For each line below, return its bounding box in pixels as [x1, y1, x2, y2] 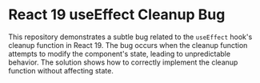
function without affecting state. [8, 65, 114, 75]
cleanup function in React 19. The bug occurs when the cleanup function [8, 40, 248, 49]
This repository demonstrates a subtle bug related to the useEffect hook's [8, 32, 253, 41]
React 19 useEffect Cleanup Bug [8, 6, 226, 24]
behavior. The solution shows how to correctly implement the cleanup [8, 57, 238, 67]
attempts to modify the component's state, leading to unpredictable [8, 49, 230, 58]
